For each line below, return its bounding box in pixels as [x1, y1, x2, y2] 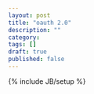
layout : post [8, 11, 51, 20]
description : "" [8, 26, 61, 34]
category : [8, 33, 41, 42]
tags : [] [8, 41, 37, 49]
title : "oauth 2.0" [8, 19, 72, 27]
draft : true [8, 48, 47, 56]
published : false [8, 56, 65, 63]
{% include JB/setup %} [8, 76, 86, 86]
